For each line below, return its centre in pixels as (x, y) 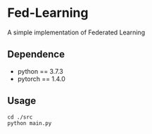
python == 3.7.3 (40, 71)
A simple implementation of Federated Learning (76, 32)
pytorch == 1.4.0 (41, 79)
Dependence (36, 54)
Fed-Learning (48, 13)
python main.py (30, 123)
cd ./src (20, 117)
